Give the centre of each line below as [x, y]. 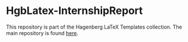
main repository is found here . [42, 33]
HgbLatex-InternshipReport [74, 11]
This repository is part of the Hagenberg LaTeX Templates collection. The [94, 27]
